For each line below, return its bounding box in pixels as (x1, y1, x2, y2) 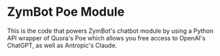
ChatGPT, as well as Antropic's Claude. (7, 41, 118, 49)
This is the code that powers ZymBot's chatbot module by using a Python (7, 27, 214, 35)
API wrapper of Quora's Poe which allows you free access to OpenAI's (7, 33, 206, 42)
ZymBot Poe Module (7, 4, 125, 20)
